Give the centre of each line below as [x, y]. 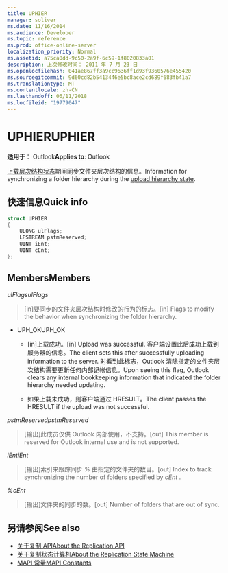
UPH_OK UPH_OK [41, 329]
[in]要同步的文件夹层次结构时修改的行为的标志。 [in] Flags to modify [119, 309]
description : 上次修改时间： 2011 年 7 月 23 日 [73, 65]
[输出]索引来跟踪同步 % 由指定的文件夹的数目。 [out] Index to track [118, 469]
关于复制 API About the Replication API [71, 546]
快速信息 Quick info [48, 202]
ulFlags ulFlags [28, 294]
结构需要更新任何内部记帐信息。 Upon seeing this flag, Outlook [121, 370]
